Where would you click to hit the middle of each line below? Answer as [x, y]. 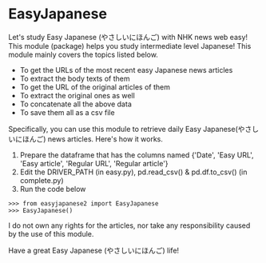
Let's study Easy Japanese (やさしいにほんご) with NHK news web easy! [128, 37]
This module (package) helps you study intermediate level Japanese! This [130, 46]
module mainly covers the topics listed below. [83, 54]
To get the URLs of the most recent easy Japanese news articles [126, 70]
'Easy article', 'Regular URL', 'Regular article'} [94, 163]
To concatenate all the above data [75, 104]
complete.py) [42, 180]
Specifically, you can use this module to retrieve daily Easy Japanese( [123, 129]
